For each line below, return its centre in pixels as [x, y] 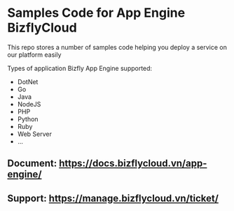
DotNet [28, 81]
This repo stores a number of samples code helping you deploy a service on [117, 47]
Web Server [35, 134]
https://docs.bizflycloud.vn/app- [133, 164]
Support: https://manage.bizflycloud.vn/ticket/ [113, 198]
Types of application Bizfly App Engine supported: [80, 68]
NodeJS [29, 104]
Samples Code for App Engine [96, 13]
